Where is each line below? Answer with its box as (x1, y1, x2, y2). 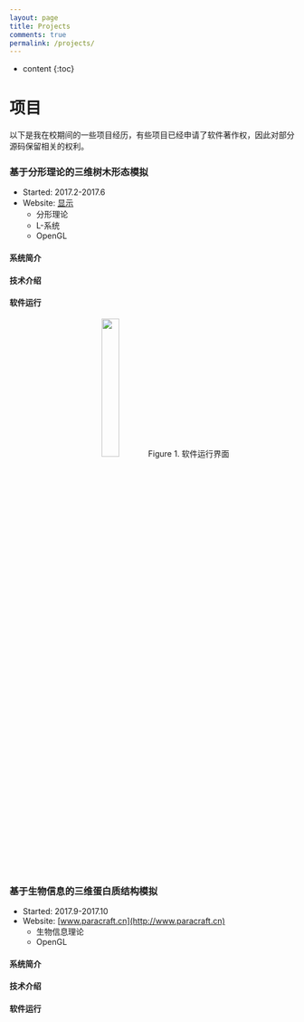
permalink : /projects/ (9, 38, 95, 48)
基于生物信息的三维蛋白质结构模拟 (9, 884, 158, 897)
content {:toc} (22, 63, 75, 74)
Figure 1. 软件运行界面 (147, 448, 230, 458)
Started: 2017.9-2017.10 (22, 906, 109, 917)
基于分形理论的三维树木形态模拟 (9, 166, 149, 178)
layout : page (9, 13, 59, 23)
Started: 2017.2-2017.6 (22, 187, 106, 198)
